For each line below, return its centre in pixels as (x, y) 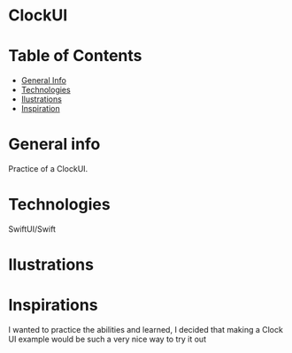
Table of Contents (75, 56)
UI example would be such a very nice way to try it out (108, 339)
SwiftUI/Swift (32, 229)
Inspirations (53, 305)
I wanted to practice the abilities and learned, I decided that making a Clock (146, 330)
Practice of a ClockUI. (48, 169)
